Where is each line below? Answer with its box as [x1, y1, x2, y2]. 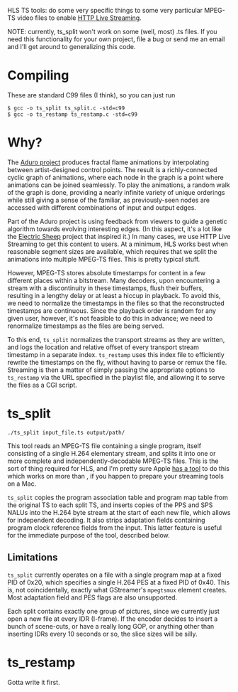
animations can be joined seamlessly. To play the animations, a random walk [7, 181, 230, 189]
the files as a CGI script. [7, 380, 78, 389]
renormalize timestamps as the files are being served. [7, 321, 164, 330]
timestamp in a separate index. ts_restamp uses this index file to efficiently [7, 350, 225, 358]
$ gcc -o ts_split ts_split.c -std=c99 [7, 105, 125, 112]
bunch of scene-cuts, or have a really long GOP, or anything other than [7, 622, 215, 630]
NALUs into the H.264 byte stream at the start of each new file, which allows [7, 508, 231, 516]
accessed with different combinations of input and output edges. [7, 203, 197, 212]
